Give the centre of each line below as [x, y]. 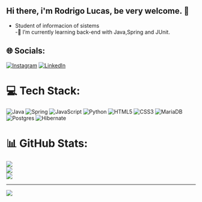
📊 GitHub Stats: [47, 143]
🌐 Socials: [26, 51]
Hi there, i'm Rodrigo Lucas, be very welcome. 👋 [98, 11]
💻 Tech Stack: [43, 90]
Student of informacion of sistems [57, 25]
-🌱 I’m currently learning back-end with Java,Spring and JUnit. [92, 32]
